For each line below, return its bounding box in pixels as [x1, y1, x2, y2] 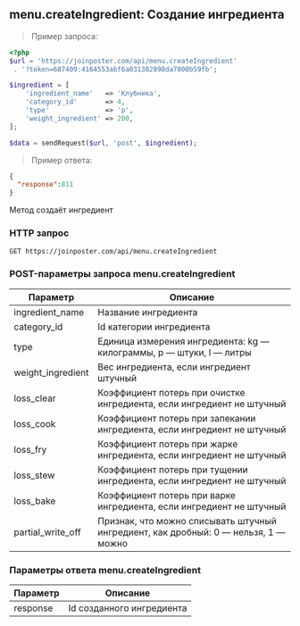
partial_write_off [13, 526, 82, 538]
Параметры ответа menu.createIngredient [9, 563, 201, 576]
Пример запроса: [30, 30, 98, 41]
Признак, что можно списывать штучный [97, 514, 277, 527]
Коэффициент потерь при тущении [97, 463, 248, 476]
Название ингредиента [97, 305, 198, 318]
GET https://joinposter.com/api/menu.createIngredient [9, 247, 218, 256]
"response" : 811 [17, 180, 74, 189]
